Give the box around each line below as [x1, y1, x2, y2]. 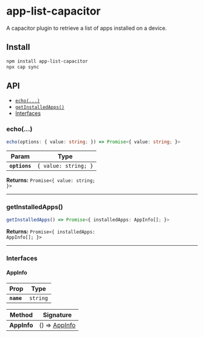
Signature [42, 310, 72, 319]
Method [10, 310, 33, 319]
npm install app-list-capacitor [6, 58, 88, 64]
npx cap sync [6, 64, 39, 70]
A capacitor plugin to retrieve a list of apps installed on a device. [6, 24, 167, 32]
